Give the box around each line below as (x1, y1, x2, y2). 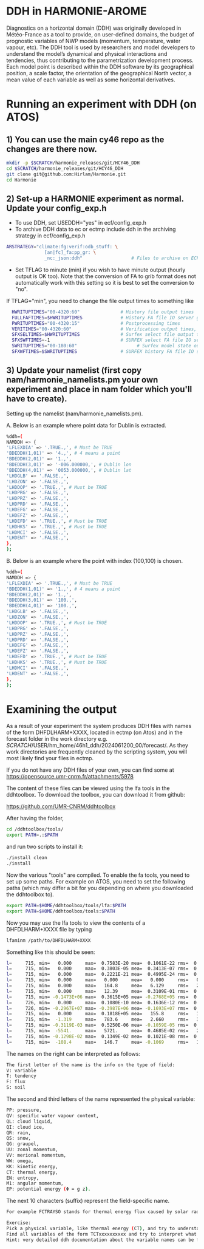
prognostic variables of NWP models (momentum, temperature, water (6, 37, 181, 44)
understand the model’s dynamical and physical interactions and (6, 50, 168, 57)
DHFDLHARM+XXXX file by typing (6, 925, 92, 933)
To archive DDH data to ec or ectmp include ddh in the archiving (15, 226, 176, 233)
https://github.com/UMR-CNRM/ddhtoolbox (6, 803, 116, 810)
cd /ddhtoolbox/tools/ (6, 826, 64, 832)
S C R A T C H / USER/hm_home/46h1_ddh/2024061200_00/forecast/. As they (6, 742, 188, 749)
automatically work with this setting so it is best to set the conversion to (15, 279, 194, 286)
